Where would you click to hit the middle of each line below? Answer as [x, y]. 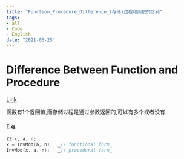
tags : [13, 18]
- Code [15, 29]
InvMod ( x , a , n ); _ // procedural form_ [59, 150]
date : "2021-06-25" [31, 40]
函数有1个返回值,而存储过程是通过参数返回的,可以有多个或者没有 [86, 112]
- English [19, 34]
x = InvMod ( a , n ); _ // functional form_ [59, 145]
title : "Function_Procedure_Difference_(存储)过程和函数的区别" [84, 12]
